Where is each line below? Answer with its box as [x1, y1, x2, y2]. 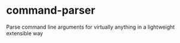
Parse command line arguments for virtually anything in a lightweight [6, 23, 175, 30]
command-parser [6, 4, 95, 17]
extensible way [6, 29, 44, 36]
